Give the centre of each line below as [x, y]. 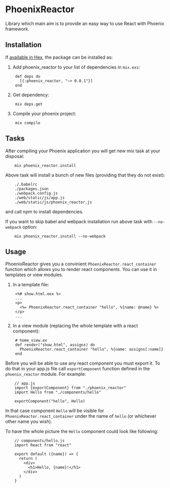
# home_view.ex [31, 341]
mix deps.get [29, 104]
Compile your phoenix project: [44, 114]
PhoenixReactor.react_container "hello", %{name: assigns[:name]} [92, 349]
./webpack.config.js [36, 193]
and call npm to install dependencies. [45, 211]
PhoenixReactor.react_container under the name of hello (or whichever [81, 416]
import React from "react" [43, 445]
